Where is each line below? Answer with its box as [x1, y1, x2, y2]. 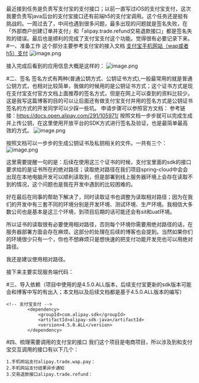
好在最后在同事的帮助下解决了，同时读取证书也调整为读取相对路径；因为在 [6, 194, 188, 200]
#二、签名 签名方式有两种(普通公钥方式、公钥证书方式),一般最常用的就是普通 [6, 75, 193, 82]
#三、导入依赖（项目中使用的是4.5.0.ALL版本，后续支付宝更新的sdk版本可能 [6, 281, 192, 288]
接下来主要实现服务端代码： [6, 268, 74, 275]
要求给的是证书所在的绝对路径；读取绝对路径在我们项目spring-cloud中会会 [6, 166, 188, 173]
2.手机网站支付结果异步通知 [6, 365, 65, 371]
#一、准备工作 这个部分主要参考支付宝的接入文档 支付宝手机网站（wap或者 [6, 42, 189, 49]
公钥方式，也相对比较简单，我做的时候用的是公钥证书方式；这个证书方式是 [6, 83, 188, 89]
